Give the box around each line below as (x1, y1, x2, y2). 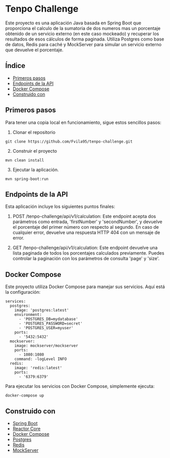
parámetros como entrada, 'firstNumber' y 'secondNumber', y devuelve (12, 219, 162, 225)
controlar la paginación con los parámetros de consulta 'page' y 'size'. (12, 256, 160, 262)
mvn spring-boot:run (5, 176, 49, 182)
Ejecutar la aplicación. (12, 166, 59, 172)
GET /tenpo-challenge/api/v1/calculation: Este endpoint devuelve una (12, 244, 158, 251)
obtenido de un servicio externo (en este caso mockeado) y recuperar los (5, 30, 159, 37)
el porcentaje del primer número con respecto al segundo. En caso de (12, 224, 159, 230)
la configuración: (5, 289, 41, 295)
